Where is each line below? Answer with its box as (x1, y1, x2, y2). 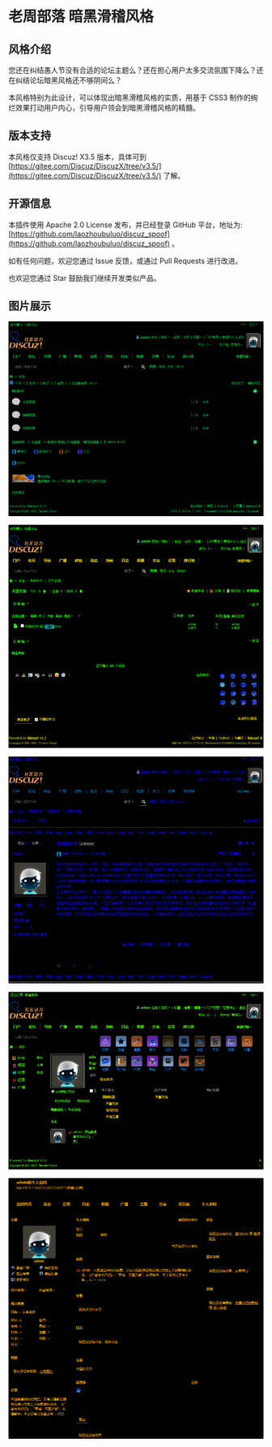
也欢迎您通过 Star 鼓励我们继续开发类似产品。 (8, 273, 161, 282)
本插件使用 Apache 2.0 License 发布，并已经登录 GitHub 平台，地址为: (8, 220, 243, 230)
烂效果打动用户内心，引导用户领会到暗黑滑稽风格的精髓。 (8, 103, 200, 112)
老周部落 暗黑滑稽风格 (8, 7, 154, 26)
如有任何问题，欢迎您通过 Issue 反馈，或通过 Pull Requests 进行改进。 (8, 256, 243, 265)
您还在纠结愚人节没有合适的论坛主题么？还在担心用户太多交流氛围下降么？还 (8, 66, 264, 75)
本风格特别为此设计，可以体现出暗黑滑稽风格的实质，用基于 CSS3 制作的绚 (8, 93, 258, 102)
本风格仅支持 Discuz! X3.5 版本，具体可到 (8, 152, 147, 161)
